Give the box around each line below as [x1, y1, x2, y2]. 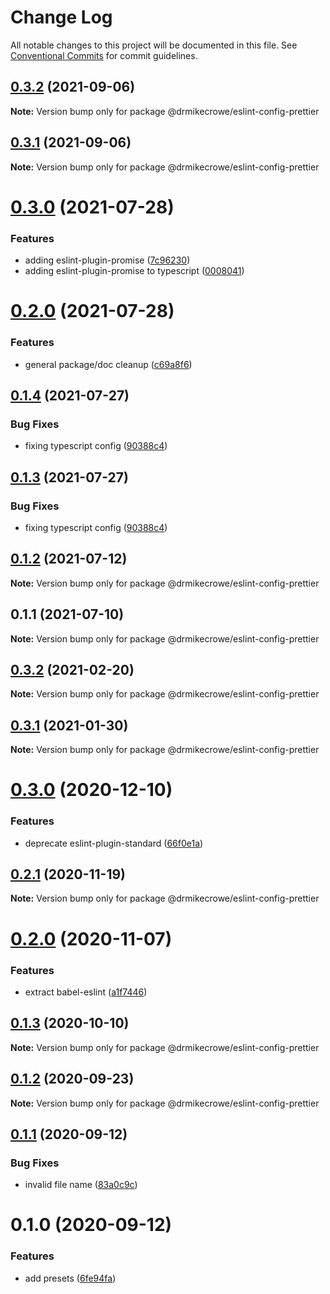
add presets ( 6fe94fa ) [24, 1272, 117, 1284]
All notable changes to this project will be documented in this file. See [10, 39, 298, 51]
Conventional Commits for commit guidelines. [10, 49, 198, 61]
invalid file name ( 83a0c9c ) [24, 1179, 138, 1191]
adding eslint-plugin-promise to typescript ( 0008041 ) [24, 265, 245, 277]
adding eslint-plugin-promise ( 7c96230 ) [24, 254, 191, 266]
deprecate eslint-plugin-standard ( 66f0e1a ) [24, 837, 204, 849]
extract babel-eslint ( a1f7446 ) [24, 986, 148, 998]
